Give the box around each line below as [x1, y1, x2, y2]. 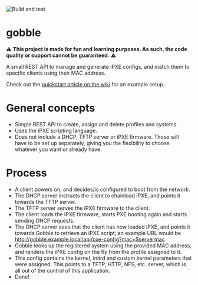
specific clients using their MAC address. [6, 69, 106, 76]
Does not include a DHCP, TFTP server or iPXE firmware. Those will [14, 133, 179, 140]
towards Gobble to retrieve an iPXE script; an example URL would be [14, 229, 181, 236]
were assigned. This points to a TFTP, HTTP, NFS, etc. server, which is [14, 260, 187, 267]
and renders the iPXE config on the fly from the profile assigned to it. [14, 248, 182, 255]
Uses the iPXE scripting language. [14, 127, 97, 134]
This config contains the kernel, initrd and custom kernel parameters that [14, 254, 192, 261]
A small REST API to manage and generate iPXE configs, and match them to [6, 63, 190, 70]
